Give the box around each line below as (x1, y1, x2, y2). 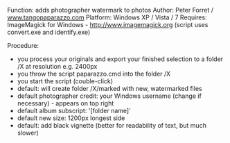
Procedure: (7, 42, 39, 49)
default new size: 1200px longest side (17, 114, 125, 122)
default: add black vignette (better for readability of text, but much (17, 121, 206, 129)
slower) (17, 128, 39, 137)
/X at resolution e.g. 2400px (17, 62, 98, 70)
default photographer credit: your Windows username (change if (17, 92, 202, 100)
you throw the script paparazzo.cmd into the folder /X (17, 69, 171, 78)
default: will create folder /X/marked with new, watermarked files (17, 85, 202, 92)
